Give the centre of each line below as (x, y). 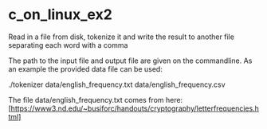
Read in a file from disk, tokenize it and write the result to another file (122, 37)
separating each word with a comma (68, 45)
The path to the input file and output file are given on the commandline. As (130, 61)
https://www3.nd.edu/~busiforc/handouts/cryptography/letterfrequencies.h (135, 108)
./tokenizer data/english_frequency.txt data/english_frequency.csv (117, 84)
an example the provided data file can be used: (86, 68)
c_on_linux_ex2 (61, 15)
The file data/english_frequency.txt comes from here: (96, 100)
